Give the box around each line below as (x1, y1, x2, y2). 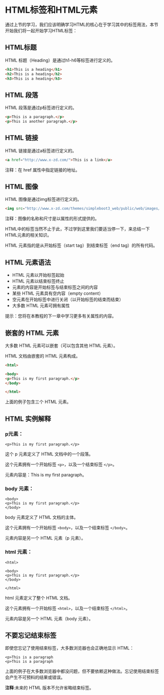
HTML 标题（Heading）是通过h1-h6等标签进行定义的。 (5, 57, 116, 63)
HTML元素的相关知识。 (5, 232, 52, 238)
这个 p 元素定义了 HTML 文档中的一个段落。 (5, 451, 94, 457)
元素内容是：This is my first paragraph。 (5, 472, 87, 478)
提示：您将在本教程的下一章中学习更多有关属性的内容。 (5, 313, 116, 319)
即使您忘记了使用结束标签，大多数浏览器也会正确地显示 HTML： (5, 645, 134, 651)
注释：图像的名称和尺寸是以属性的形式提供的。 (5, 216, 99, 221)
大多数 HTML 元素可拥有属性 (12, 303, 70, 308)
